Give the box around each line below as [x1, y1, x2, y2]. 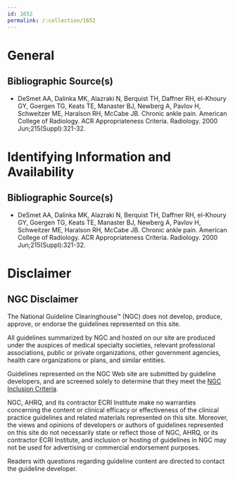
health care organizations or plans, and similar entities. [7, 356, 166, 364]
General [7, 47, 55, 64]
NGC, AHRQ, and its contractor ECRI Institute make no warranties [7, 398, 196, 407]
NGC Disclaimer [7, 294, 79, 306]
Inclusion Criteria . [7, 384, 58, 392]
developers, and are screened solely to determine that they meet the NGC [7, 377, 222, 385]
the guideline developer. [7, 464, 77, 473]
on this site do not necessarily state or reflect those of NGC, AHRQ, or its [7, 428, 218, 436]
